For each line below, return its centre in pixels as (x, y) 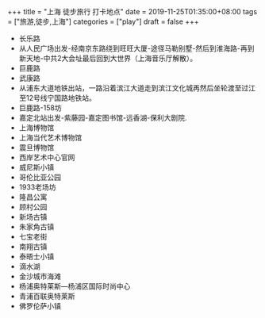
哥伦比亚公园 (40, 177)
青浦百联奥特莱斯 (47, 296)
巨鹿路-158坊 (40, 108)
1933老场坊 (37, 187)
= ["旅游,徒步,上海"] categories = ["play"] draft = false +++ (103, 21)
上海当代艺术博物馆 (50, 138)
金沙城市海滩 (40, 276)
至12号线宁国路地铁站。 (58, 98)
